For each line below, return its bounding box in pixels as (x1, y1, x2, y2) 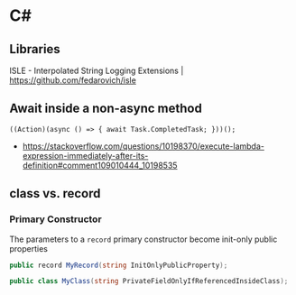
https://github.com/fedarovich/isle (9, 75, 137, 86)
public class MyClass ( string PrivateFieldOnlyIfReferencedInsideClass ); (9, 277, 289, 286)
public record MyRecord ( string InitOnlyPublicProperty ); (9, 261, 228, 270)
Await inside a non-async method (9, 101, 203, 116)
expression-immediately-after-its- (22, 150, 149, 161)
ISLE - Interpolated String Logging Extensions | (9, 65, 184, 76)
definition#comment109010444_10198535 (22, 160, 178, 171)
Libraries (9, 41, 60, 57)
